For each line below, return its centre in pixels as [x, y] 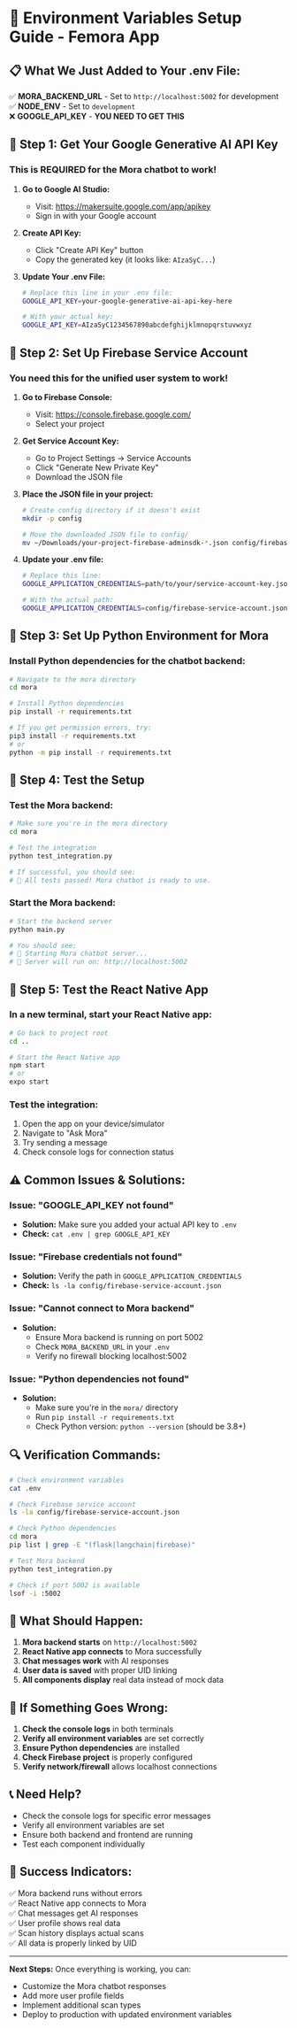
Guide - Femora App [84, 37]
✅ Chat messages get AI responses [74, 1913]
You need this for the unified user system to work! [118, 378]
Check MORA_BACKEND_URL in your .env [103, 1346]
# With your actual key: [68, 317]
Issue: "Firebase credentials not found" [96, 1257]
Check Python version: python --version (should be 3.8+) [141, 1426]
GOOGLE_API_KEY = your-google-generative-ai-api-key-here [127, 301]
